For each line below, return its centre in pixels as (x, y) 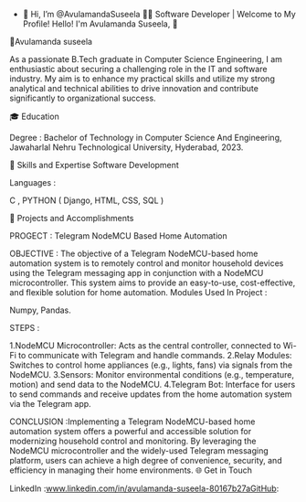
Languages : (33, 182)
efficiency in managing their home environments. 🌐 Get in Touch (131, 470)
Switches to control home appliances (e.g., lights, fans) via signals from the (151, 365)
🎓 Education (34, 116)
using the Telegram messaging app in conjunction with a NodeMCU (137, 273)
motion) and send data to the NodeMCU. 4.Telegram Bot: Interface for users (153, 385)
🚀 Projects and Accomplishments (72, 218)
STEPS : (25, 328)
